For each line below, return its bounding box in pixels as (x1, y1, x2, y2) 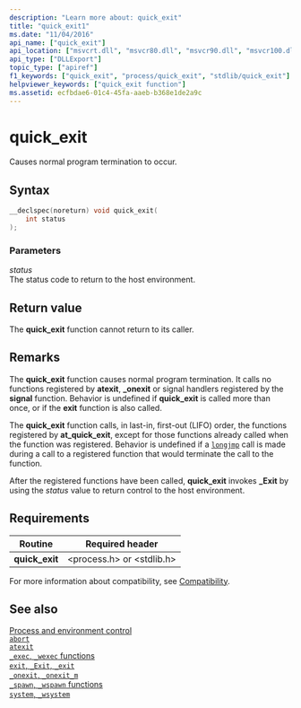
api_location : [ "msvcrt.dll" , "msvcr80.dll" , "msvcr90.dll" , (9, 47, 243, 56)
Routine (19, 538, 54, 550)
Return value (9, 300, 82, 315)
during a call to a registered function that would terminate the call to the (9, 448, 274, 459)
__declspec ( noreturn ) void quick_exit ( (9, 206, 159, 215)
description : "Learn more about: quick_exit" (9, 13, 182, 22)
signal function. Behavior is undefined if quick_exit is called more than (9, 392, 271, 404)
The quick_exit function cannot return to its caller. (9, 324, 194, 335)
